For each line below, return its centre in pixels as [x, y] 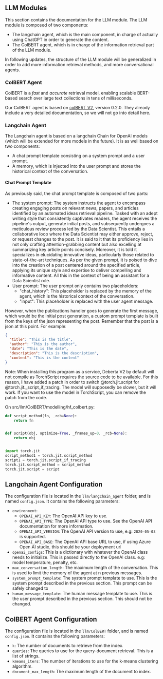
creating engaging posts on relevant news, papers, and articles [75, 208]
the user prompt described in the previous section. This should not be [82, 599]
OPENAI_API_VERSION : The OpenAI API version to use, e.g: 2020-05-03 [87, 531]
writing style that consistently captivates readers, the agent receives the [84, 218]
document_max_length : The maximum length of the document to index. [81, 672]
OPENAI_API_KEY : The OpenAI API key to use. [63, 516]
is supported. [33, 537]
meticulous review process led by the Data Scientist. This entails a [78, 229]
